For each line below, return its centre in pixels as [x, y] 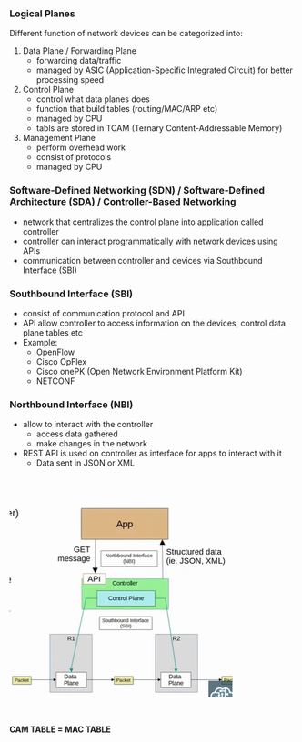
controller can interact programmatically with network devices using [151, 241]
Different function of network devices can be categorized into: [126, 34]
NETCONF [55, 381]
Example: [40, 342]
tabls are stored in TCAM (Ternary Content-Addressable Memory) [159, 128]
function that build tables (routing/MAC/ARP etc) [127, 109]
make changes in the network [92, 444]
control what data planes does [93, 99]
